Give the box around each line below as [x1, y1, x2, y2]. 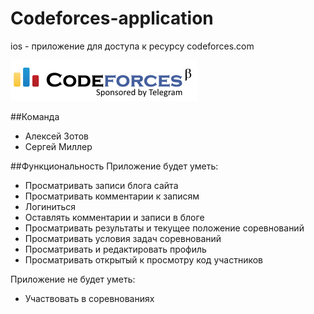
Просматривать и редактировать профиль [24, 243, 207, 255]
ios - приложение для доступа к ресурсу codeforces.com [10, 40, 255, 52]
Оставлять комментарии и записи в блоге [24, 211, 205, 223]
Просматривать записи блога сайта [24, 179, 179, 191]
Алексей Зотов [24, 130, 89, 142]
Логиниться [24, 200, 77, 212]
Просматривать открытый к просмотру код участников [24, 253, 264, 266]
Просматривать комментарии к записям [24, 190, 200, 202]
